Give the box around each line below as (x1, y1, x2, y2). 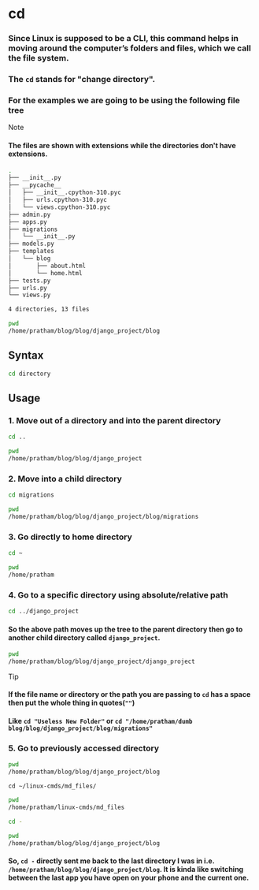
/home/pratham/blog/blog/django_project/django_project (8, 657, 195, 665)
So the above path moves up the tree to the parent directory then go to (8, 624, 243, 634)
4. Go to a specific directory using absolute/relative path (8, 589, 228, 600)
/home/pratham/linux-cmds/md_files (8, 803, 125, 811)
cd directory (8, 370, 51, 378)
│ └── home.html (8, 269, 83, 277)
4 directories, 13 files (8, 305, 90, 314)
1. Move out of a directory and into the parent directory (8, 415, 221, 426)
